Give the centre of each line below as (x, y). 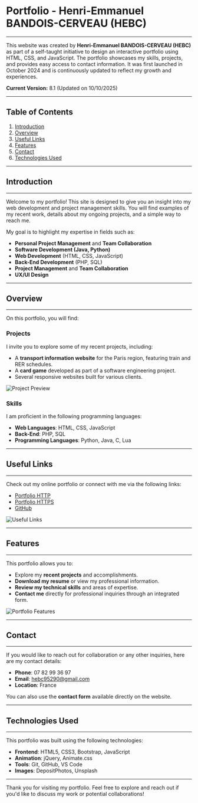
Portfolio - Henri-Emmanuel (75, 11)
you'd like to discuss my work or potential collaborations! (75, 794)
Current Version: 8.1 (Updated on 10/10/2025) (62, 88)
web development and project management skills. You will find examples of (98, 208)
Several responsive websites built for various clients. (79, 376)
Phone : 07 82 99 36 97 (43, 673)
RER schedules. (34, 364)
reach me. (18, 220)
